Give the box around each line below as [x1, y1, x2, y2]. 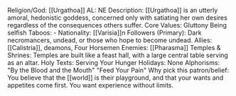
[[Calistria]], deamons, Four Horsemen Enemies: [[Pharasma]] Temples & [7, 44, 221, 52]
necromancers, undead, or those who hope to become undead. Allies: [7, 36, 213, 44]
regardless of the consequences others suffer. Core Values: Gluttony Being [7, 21, 227, 29]
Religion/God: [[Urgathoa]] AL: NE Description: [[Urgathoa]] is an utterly [7, 6, 218, 14]
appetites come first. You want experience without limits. [7, 81, 174, 89]
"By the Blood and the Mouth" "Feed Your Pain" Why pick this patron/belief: [7, 66, 230, 74]
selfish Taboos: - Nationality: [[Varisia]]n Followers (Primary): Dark [7, 28, 202, 37]
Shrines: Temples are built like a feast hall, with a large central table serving [7, 51, 229, 59]
